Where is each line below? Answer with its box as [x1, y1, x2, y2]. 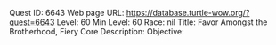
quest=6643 [9, 17, 55, 27]
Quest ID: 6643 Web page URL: [9, 8, 125, 18]
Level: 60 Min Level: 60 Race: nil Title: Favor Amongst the [56, 17, 268, 27]
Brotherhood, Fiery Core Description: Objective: [9, 26, 184, 36]
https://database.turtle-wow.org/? [126, 8, 250, 18]
